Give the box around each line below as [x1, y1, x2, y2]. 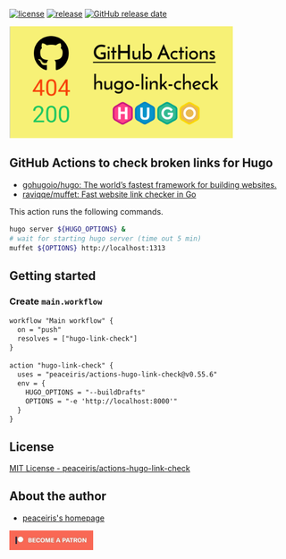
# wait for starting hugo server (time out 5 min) [9, 233, 202, 243]
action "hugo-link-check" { [9, 361, 114, 370]
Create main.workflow [9, 295, 103, 308]
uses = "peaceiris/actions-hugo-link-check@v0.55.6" [17, 370, 218, 379]
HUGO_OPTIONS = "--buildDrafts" [25, 388, 146, 397]
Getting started [9, 268, 97, 284]
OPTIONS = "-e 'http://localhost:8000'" [25, 397, 178, 406]
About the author [9, 488, 107, 504]
